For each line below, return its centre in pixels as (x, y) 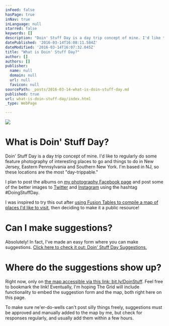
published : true (22, 94)
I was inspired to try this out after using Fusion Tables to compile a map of (82, 202)
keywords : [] (19, 33)
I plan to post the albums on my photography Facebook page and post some (84, 182)
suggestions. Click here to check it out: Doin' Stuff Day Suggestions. (76, 247)
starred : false (21, 29)
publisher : (17, 66)
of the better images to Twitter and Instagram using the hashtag (71, 187)
